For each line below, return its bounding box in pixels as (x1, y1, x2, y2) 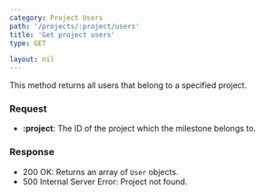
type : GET (9, 38, 47, 48)
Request (9, 103, 47, 115)
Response (9, 146, 54, 159)
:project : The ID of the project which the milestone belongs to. (22, 123, 257, 134)
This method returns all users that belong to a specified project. (9, 80, 248, 91)
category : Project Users (9, 13, 103, 23)
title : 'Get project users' (9, 30, 116, 39)
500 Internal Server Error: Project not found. (22, 176, 188, 187)
